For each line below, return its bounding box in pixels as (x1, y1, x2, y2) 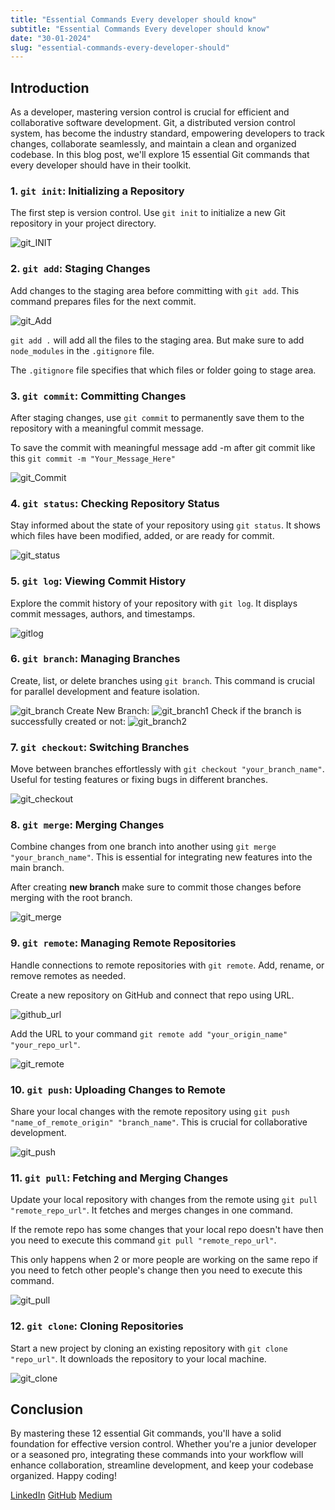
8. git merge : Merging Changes (10, 818, 165, 832)
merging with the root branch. (10, 892, 133, 904)
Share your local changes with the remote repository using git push (10, 1106, 290, 1118)
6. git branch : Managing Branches (10, 652, 181, 666)
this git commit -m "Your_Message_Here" (10, 452, 176, 464)
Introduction (10, 79, 90, 96)
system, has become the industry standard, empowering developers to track (10, 127, 325, 140)
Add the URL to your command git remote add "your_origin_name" (10, 1027, 288, 1040)
